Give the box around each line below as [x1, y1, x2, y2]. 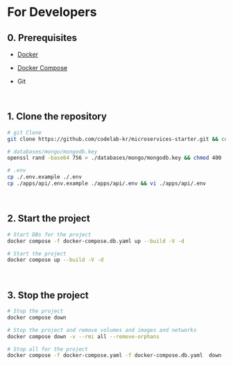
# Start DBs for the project [7, 231, 92, 238]
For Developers [7, 4, 97, 20]
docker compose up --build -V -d [7, 256, 104, 264]
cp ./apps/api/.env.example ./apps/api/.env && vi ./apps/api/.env [7, 180, 207, 188]
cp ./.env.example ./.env [7, 174, 82, 181]
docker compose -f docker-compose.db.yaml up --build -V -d [7, 238, 185, 244]
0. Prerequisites [7, 32, 78, 44]
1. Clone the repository [7, 110, 107, 122]
